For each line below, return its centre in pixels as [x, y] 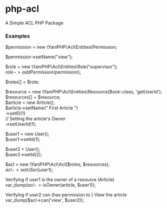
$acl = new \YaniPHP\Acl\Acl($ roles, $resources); [58, 164]
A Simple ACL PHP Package [34, 23]
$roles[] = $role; [22, 82]
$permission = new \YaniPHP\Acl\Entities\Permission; [61, 47]
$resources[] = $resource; [33, 97]
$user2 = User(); [23, 149]
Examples [18, 36]
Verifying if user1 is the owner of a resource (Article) [60, 180]
